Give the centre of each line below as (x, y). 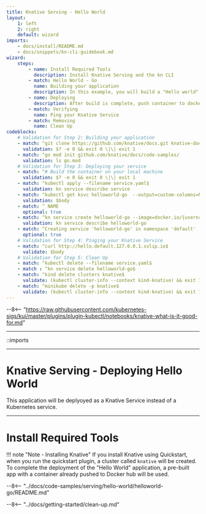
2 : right (29, 29)
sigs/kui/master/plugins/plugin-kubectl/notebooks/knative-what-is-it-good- (102, 316)
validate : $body (43, 252)
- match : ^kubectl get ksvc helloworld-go (72, 195)
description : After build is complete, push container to (109, 103)
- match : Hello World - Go (63, 80)
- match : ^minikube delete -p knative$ (68, 286)
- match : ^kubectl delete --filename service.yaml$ (85, 263)
